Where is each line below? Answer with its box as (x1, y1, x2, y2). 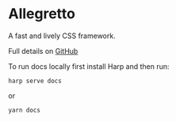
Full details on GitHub (8, 46, 78, 55)
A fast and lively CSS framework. (8, 31, 117, 40)
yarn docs (8, 106, 41, 114)
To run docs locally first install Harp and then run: (8, 61, 170, 71)
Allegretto (8, 5, 75, 23)
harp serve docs (8, 77, 62, 85)
